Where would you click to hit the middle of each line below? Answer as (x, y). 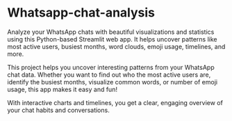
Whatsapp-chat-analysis (81, 13)
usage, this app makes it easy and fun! (63, 89)
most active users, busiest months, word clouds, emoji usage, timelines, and (116, 46)
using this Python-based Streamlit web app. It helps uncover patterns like (112, 39)
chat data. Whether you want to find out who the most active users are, (109, 75)
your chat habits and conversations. (58, 110)
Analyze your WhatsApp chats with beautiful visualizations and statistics (111, 32)
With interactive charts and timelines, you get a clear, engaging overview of (115, 102)
